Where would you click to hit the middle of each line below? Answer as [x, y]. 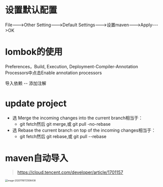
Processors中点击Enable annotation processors [54, 73]
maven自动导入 [37, 158]
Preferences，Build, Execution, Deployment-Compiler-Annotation [72, 66]
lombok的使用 [34, 52]
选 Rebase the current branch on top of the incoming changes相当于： [84, 130]
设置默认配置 [31, 10]
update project [36, 104]
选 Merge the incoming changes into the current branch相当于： [78, 118]
